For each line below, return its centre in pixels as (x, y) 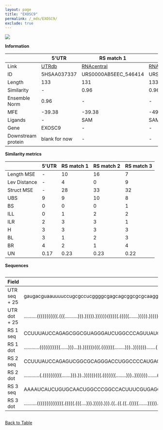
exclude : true (19, 23)
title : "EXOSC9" (21, 14)
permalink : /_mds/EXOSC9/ (31, 19)
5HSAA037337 (59, 75)
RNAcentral (95, 66)
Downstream (22, 136)
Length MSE (21, 175)
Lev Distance (22, 182)
